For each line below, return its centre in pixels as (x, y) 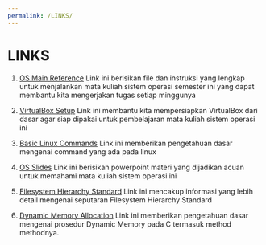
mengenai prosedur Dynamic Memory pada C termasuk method (125, 224)
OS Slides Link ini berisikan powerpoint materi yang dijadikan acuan (132, 167)
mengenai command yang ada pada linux (87, 151)
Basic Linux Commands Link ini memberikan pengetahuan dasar (126, 143)
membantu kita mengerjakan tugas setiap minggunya (108, 95)
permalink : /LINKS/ (40, 16)
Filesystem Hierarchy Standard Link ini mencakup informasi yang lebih (136, 191)
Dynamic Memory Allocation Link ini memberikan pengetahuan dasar (134, 215)
